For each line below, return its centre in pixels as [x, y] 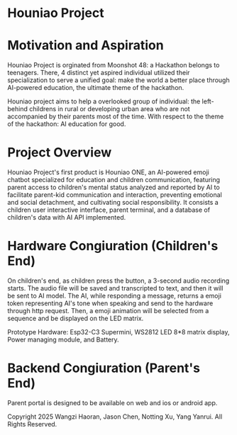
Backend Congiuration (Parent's [104, 368]
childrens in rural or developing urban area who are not [110, 109]
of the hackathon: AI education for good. [67, 124]
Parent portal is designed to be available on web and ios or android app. [112, 402]
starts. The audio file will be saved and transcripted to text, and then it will [115, 288]
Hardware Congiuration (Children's [113, 246]
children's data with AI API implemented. [67, 217]
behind [18, 109]
